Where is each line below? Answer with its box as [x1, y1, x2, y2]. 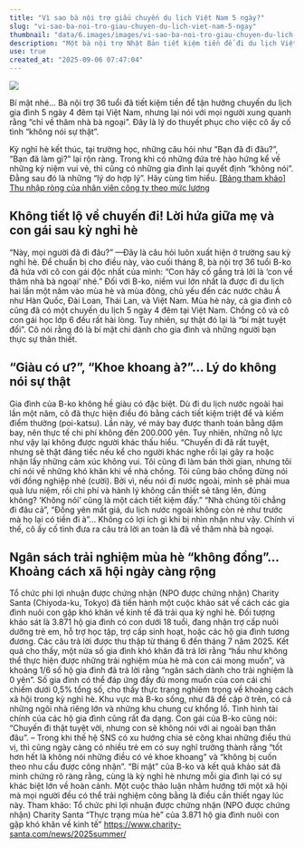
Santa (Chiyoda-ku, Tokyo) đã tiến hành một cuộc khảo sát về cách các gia [9, 598, 290, 609]
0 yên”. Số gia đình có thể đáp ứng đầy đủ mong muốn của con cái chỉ [9, 675, 271, 686]
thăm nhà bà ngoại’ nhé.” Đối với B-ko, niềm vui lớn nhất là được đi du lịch [9, 276, 285, 287]
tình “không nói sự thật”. [9, 126, 100, 137]
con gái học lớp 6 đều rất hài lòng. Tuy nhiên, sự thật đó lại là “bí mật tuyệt [9, 314, 287, 325]
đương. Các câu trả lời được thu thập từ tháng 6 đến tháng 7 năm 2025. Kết [9, 636, 290, 647]
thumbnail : [9, 30, 51, 39]
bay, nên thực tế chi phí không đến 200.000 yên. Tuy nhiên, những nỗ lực [9, 427, 283, 438]
